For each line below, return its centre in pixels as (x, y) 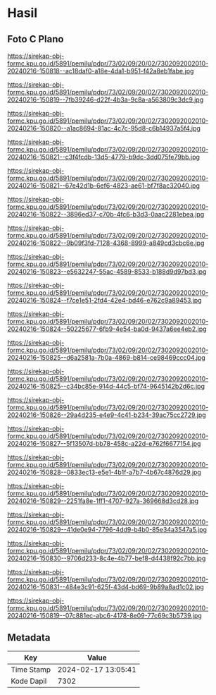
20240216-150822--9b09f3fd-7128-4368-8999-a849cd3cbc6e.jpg (106, 243)
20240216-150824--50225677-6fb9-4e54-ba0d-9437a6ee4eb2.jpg (107, 329)
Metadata (29, 637)
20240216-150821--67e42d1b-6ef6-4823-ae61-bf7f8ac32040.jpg (104, 186)
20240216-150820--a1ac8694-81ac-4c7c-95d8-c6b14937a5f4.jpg (104, 128)
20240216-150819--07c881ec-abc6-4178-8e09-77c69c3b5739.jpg (104, 616)
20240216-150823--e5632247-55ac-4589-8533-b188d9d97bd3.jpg (107, 272)
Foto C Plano (36, 39)
